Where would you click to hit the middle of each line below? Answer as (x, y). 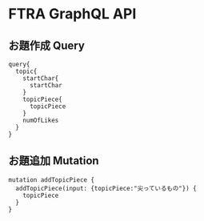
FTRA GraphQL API (72, 14)
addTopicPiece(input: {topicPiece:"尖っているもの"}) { (106, 188)
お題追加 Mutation (54, 161)
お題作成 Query (47, 45)
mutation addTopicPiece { (51, 180)
